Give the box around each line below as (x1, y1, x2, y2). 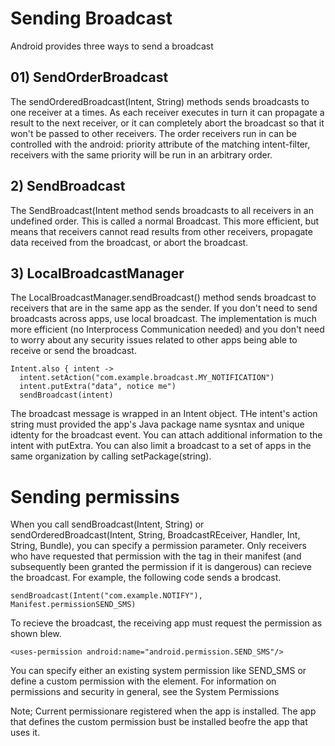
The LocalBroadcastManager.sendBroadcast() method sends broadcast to (10, 292, 317, 304)
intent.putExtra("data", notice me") (19, 382, 177, 392)
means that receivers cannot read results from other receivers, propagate (10, 225, 313, 237)
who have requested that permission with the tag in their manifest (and (10, 550, 302, 562)
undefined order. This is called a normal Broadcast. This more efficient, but (10, 215, 320, 227)
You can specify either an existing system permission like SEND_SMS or (10, 665, 307, 677)
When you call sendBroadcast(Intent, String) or (10, 518, 205, 531)
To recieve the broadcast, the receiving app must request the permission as (10, 617, 323, 629)
